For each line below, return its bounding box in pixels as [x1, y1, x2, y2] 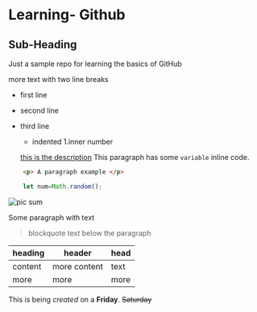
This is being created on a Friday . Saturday [8, 294, 152, 304]
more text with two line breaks [8, 75, 109, 84]
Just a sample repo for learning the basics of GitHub [8, 59, 183, 68]
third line [19, 121, 50, 130]
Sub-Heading [8, 38, 77, 51]
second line [19, 106, 59, 115]
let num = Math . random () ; [23, 183, 103, 191]
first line [19, 90, 48, 100]
